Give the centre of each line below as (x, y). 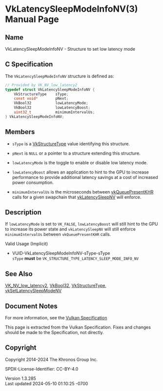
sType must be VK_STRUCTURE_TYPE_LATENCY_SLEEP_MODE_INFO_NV (75, 258)
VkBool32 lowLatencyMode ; (51, 103)
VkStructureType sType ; (41, 94)
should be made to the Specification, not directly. (54, 332)
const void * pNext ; (41, 98)
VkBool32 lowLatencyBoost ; (52, 108)
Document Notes (31, 306)
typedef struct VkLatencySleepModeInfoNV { (50, 89)
